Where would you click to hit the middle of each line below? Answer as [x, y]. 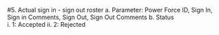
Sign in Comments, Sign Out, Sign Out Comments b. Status [91, 17]
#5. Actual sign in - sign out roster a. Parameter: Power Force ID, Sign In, [110, 10]
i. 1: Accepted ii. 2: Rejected [46, 24]
